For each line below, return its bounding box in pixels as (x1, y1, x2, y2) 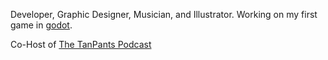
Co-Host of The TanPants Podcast (10, 39, 152, 50)
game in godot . (10, 19, 73, 31)
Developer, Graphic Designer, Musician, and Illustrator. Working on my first (10, 9, 318, 20)
